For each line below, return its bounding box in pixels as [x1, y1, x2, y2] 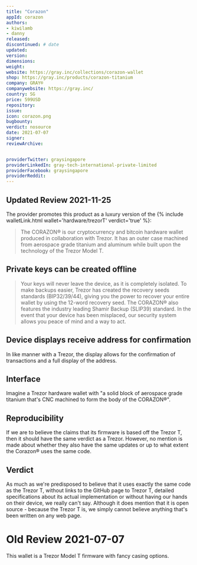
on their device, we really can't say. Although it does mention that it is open [6, 499, 189, 506]
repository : [6, 102, 35, 108]
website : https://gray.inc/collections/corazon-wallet [6, 69, 144, 75]
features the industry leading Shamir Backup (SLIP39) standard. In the [20, 305, 191, 312]
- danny [6, 31, 25, 37]
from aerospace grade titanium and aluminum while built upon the [20, 241, 181, 248]
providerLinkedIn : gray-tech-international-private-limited [6, 162, 157, 168]
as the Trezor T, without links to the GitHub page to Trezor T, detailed [6, 487, 175, 494]
